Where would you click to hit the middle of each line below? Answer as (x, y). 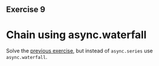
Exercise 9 (26, 10)
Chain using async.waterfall (77, 35)
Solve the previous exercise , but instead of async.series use (79, 51)
